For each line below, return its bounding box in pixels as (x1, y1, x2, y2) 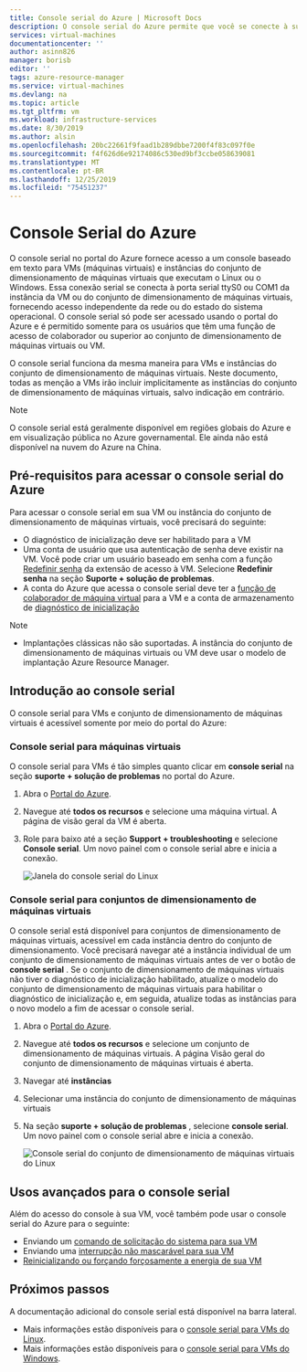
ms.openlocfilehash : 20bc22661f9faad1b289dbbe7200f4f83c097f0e (9, 141, 256, 150)
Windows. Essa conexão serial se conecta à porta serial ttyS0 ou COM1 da (9, 282, 291, 293)
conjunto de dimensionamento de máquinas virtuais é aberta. (22, 1058, 254, 1069)
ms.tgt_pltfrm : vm (9, 107, 79, 116)
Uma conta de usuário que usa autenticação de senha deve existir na (22, 544, 284, 554)
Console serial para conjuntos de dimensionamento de (9, 892, 258, 905)
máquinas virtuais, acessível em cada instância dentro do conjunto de (9, 935, 272, 946)
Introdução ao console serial (9, 683, 175, 699)
